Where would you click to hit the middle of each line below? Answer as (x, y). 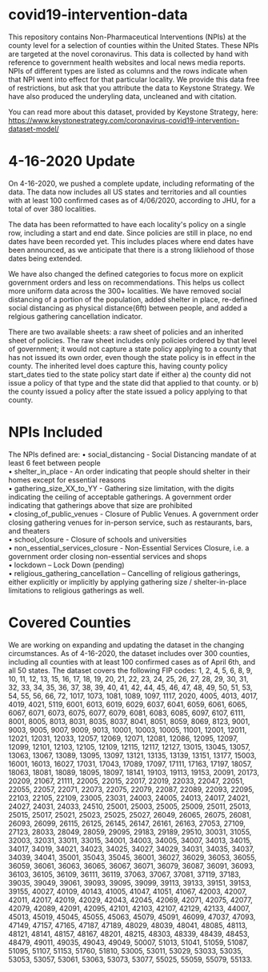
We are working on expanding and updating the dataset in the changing (126, 645)
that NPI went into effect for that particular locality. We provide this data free (134, 79)
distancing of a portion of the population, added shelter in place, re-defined (133, 299)
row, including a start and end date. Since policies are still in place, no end (130, 233)
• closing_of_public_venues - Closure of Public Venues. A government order (134, 514)
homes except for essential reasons (67, 480)
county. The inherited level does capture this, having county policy (118, 366)
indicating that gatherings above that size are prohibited (100, 505)
